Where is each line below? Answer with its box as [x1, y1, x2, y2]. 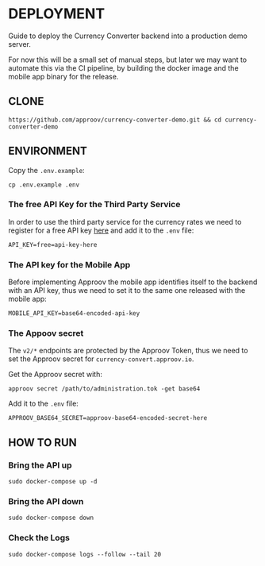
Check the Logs [8, 533, 70, 544]
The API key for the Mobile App [8, 259, 131, 270]
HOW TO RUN [8, 436, 77, 449]
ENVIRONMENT [8, 144, 87, 158]
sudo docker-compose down [8, 514, 94, 522]
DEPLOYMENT [8, 5, 106, 23]
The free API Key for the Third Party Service [8, 199, 181, 210]
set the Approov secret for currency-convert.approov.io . [8, 354, 194, 364]
